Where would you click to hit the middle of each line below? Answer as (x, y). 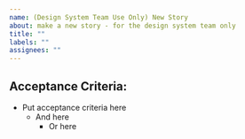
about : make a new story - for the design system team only (123, 26)
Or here (63, 126)
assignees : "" (36, 50)
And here (52, 117)
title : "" (28, 34)
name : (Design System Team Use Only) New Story (99, 17)
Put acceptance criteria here (74, 107)
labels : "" (29, 42)
